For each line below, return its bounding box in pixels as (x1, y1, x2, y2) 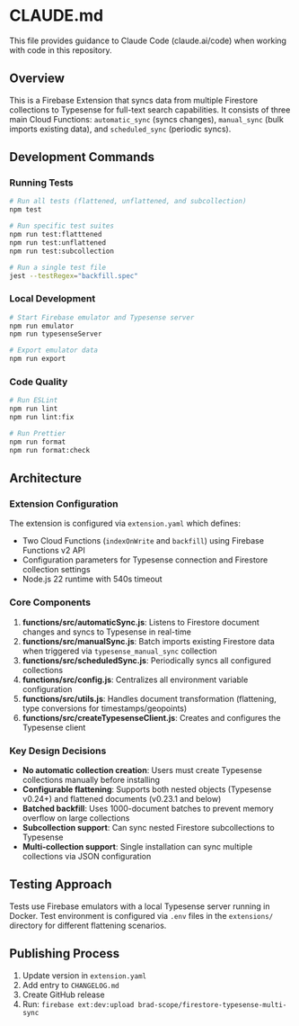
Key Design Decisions (9, 744, 107, 757)
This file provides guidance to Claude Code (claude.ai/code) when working (9, 35, 287, 46)
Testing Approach (9, 877, 112, 892)
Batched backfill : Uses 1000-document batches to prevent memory (22, 803, 274, 814)
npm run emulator (9, 321, 75, 330)
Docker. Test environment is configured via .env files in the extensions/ (9, 910, 274, 921)
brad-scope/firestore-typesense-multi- (137, 1000, 287, 1009)
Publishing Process (9, 946, 120, 961)
